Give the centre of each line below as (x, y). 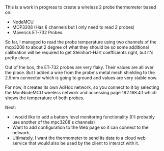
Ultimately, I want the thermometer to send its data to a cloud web (79, 138)
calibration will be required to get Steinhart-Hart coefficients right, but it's (79, 52)
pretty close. (18, 58)
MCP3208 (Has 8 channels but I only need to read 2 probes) (73, 27)
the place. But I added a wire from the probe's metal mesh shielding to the (80, 73)
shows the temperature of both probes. (45, 98)
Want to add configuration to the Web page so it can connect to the (80, 127)
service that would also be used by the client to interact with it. (76, 143)
